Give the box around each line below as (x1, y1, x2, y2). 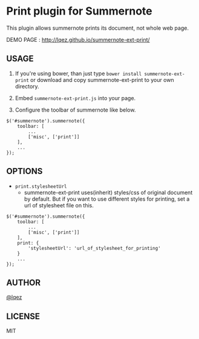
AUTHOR (6, 277, 41, 287)
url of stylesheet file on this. (24, 201, 94, 209)
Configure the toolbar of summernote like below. (15, 106, 136, 113)
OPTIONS (6, 166, 43, 176)
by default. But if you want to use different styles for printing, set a (24, 195, 190, 203)
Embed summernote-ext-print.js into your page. (15, 94, 136, 101)
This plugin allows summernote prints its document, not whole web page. (6, 24, 189, 32)
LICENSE (6, 311, 41, 321)
